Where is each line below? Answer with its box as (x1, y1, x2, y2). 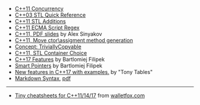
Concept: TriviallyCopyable (14, 43, 82, 50)
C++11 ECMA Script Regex (14, 24, 80, 31)
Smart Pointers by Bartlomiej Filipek (14, 62, 103, 69)
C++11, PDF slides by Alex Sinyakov (14, 30, 102, 38)
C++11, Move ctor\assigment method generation (14, 37, 133, 44)
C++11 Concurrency (14, 5, 64, 12)
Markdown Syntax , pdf (14, 75, 71, 82)
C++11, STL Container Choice (14, 50, 87, 56)
